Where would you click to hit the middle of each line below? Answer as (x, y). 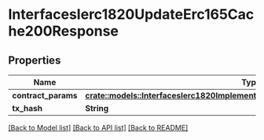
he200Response (64, 31)
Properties (35, 60)
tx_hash (27, 108)
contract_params (45, 96)
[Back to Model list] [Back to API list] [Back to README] (98, 128)
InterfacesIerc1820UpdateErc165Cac (131, 15)
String (97, 108)
